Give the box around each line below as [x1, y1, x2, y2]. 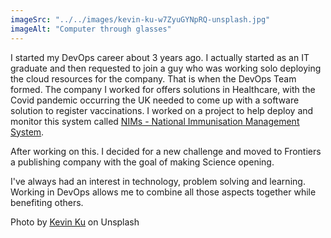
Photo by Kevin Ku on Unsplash [10, 216, 140, 228]
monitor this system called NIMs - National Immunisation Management [10, 115, 300, 127]
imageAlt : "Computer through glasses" [10, 24, 172, 34]
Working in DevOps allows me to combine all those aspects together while [10, 186, 317, 198]
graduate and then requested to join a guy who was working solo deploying [10, 62, 322, 74]
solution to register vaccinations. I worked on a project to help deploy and [10, 104, 314, 116]
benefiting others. [10, 196, 84, 208]
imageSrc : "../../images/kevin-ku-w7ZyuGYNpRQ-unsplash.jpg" [10, 14, 271, 25]
